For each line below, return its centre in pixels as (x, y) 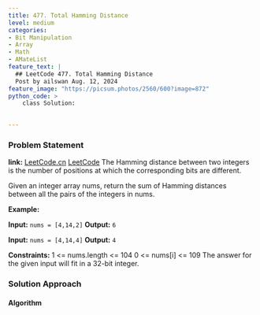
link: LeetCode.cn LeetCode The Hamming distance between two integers (129, 162)
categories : (28, 30)
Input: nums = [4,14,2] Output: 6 (62, 224)
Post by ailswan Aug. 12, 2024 (67, 81)
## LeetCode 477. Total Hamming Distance (84, 74)
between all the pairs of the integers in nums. (82, 195)
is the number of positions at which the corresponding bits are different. (125, 171)
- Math (19, 52)
